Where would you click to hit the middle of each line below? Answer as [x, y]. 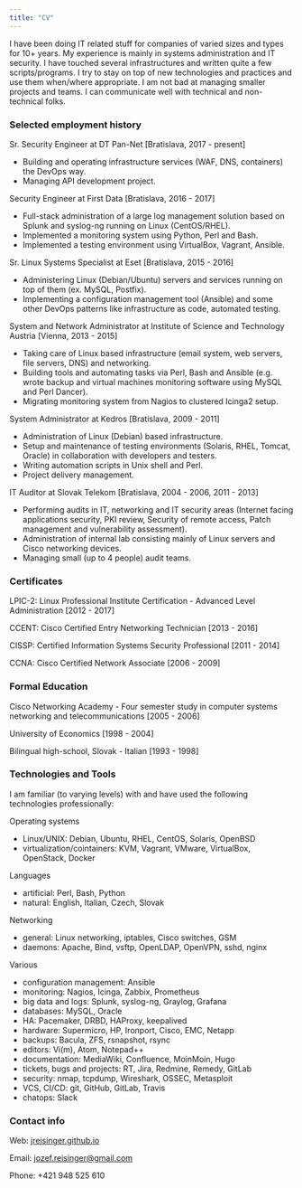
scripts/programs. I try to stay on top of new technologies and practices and [151, 72]
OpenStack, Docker [59, 858]
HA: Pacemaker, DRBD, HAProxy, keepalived [105, 1020]
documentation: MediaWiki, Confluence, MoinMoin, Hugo [129, 1059]
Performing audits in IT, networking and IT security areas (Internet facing [158, 509]
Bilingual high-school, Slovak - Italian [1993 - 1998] [104, 750]
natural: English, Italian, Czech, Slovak [93, 902]
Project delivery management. [78, 475]
